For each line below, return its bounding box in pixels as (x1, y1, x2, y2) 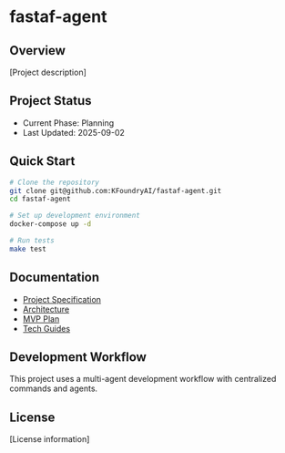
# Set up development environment (9, 211, 141, 221)
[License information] (9, 434, 90, 445)
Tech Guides (22, 323, 71, 334)
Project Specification (22, 293, 102, 304)
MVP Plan (22, 313, 60, 324)
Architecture (22, 304, 70, 314)
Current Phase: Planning (22, 117, 115, 129)
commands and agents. (9, 383, 98, 394)
